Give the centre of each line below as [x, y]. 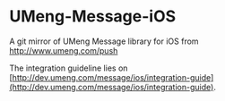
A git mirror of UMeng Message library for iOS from [104, 41]
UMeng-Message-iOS [93, 17]
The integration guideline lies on [69, 68]
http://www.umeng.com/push [64, 50]
